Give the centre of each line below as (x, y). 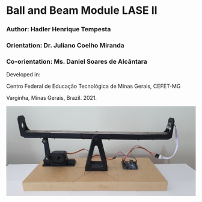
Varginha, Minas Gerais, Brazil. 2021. (52, 98)
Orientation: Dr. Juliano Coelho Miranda (65, 46)
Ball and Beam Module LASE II (82, 11)
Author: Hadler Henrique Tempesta (59, 29)
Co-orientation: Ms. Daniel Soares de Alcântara (77, 61)
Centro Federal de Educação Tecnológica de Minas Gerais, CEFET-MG (93, 86)
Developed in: (23, 75)
